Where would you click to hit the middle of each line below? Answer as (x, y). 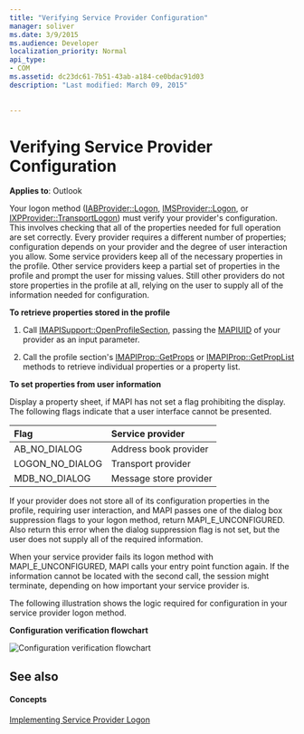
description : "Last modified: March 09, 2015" (99, 85)
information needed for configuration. (80, 295)
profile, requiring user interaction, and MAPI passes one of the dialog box (146, 510)
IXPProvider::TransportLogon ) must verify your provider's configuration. (143, 218)
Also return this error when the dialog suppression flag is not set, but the (145, 529)
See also (34, 677)
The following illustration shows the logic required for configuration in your (148, 604)
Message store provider (162, 479)
